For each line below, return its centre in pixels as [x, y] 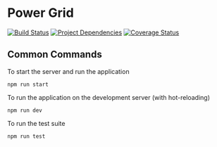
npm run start [28, 84]
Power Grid [41, 13]
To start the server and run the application [68, 71]
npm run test [26, 136]
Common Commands [55, 55]
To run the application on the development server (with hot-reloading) [108, 97]
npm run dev [25, 110]
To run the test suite [36, 123]
